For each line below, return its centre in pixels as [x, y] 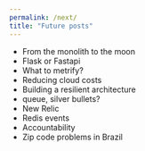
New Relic [40, 108]
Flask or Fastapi [51, 61]
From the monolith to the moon [79, 51]
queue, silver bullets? [61, 98]
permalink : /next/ [43, 17]
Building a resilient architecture [79, 89]
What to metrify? [53, 70]
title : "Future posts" [51, 26]
